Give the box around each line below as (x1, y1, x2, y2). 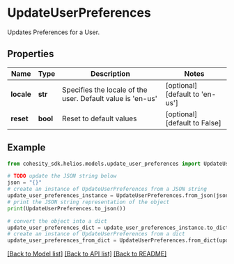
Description (90, 68, 130, 78)
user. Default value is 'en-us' (61, 93, 158, 103)
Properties (7, 48, 54, 60)
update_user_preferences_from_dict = (7, 237, 117, 244)
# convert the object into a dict (7, 217, 108, 224)
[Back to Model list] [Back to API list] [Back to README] (7, 249, 167, 258)
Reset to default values (61, 114, 137, 123)
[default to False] (165, 118, 221, 127)
